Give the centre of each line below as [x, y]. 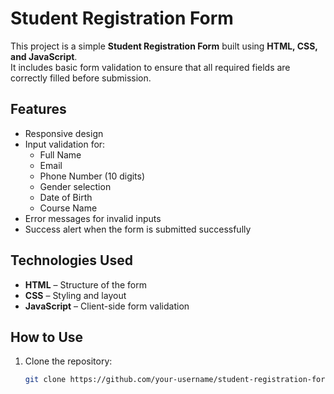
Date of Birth [66, 197]
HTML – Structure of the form [85, 284]
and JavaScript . [44, 56]
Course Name [68, 208]
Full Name [60, 154]
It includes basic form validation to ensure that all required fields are [150, 67]
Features [38, 109]
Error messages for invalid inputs [93, 218]
